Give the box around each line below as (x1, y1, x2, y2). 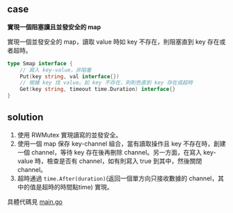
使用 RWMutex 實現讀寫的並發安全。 (17, 130, 122, 139)
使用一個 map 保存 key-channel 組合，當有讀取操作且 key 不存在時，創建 (17, 139, 226, 148)
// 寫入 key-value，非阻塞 (19, 67, 92, 74)
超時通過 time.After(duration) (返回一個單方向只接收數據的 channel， (17, 174, 218, 182)
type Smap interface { (7, 60, 73, 67)
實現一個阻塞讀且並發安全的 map (7, 22, 102, 31)
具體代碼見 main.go (7, 197, 63, 205)
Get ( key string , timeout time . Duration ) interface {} (19, 86, 176, 93)
